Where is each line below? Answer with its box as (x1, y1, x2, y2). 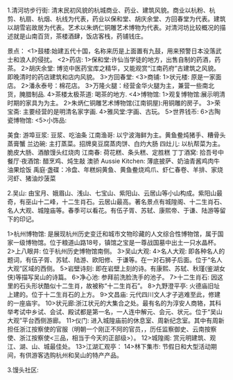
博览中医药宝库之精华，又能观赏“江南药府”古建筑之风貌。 (56, 64, 221, 72)
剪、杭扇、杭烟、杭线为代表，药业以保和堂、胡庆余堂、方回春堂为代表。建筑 (7, 15, 226, 23)
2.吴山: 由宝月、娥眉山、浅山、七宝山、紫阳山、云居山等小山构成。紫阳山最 (7, 189, 223, 197)
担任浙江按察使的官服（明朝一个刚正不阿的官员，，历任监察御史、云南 (7, 325, 205, 333)
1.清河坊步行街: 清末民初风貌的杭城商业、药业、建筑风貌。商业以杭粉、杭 (7, 6, 216, 14)
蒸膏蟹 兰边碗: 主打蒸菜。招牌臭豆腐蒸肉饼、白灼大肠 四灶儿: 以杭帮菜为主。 (7, 139, 224, 148)
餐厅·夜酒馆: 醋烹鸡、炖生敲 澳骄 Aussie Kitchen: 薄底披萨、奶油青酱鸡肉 (7, 157, 214, 165)
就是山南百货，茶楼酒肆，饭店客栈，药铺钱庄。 (12, 32, 147, 40)
